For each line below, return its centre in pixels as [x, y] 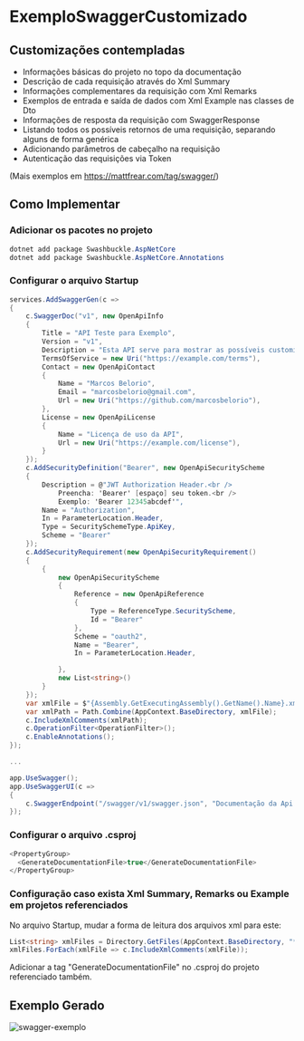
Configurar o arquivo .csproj [73, 835]
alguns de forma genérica [71, 139]
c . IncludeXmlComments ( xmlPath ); [86, 720]
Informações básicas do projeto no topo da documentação [132, 72]
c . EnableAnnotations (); [71, 737]
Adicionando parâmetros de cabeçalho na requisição [121, 149]
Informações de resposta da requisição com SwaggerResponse [141, 120]
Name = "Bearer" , [107, 645]
